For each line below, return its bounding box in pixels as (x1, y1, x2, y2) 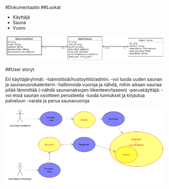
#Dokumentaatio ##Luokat (5, 5, 61, 10)
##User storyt (5, 66, 34, 72)
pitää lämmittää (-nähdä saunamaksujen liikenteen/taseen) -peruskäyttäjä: (5, 87, 160, 93)
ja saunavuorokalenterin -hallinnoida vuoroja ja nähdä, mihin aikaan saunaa (5, 82, 162, 88)
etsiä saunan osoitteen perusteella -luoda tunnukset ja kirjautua (12, 92, 145, 98)
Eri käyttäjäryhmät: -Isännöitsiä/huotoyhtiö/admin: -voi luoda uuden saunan (5, 76, 163, 83)
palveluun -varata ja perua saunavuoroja (5, 98, 90, 104)
